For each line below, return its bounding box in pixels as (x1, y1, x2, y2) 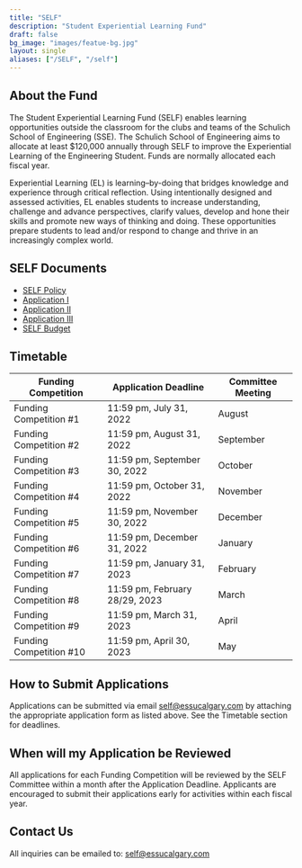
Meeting (235, 387, 271, 399)
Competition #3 (13, 465, 80, 478)
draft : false (9, 30, 58, 39)
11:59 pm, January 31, (107, 557, 205, 569)
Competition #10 (13, 646, 85, 658)
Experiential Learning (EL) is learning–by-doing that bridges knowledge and (9, 177, 289, 188)
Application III (22, 313, 74, 324)
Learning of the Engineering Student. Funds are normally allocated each (9, 150, 276, 161)
